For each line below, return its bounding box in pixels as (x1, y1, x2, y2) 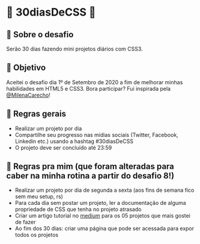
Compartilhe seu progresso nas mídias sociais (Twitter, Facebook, (14, 131, 178, 138)
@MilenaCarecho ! (6, 91, 51, 99)
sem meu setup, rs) (14, 193, 63, 200)
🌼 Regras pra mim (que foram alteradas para (6, 162, 174, 172)
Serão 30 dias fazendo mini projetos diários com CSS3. (6, 45, 143, 52)
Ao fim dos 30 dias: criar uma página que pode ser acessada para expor (14, 225, 195, 232)
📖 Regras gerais (6, 109, 66, 119)
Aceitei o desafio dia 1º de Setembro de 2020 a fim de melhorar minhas (6, 78, 183, 86)
